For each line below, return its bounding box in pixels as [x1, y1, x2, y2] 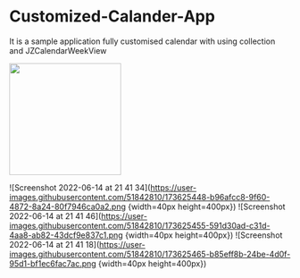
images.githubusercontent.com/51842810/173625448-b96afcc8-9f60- [9, 191, 271, 202]
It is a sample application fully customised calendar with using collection [9, 36, 276, 46]
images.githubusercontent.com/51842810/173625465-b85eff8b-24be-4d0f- [9, 249, 291, 259]
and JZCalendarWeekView [9, 45, 107, 55]
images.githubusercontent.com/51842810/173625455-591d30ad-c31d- [9, 220, 271, 231]
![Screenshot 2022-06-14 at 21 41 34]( [9, 181, 151, 193]
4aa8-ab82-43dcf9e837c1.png [9, 230, 123, 240]
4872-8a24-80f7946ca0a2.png [9, 201, 127, 212]
